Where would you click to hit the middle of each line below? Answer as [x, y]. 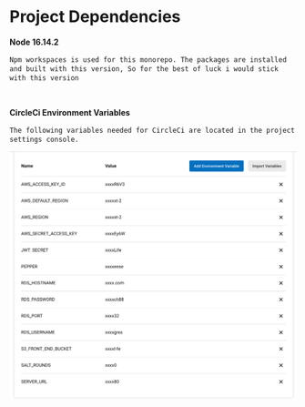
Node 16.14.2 [34, 42]
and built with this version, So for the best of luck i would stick [144, 69]
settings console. [44, 139]
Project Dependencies [95, 17]
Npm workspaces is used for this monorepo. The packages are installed [148, 60]
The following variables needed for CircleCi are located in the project [152, 130]
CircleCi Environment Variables [70, 112]
